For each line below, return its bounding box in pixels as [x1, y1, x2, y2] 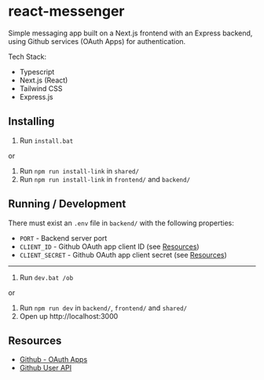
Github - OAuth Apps [19, 355, 88, 364]
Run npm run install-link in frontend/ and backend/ [19, 174, 191, 184]
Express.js [19, 92, 53, 101]
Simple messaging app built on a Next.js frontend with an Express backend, [8, 28, 253, 38]
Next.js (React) [19, 75, 68, 85]
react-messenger [8, 2, 125, 20]
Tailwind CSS [19, 83, 63, 93]
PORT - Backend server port [19, 233, 108, 243]
